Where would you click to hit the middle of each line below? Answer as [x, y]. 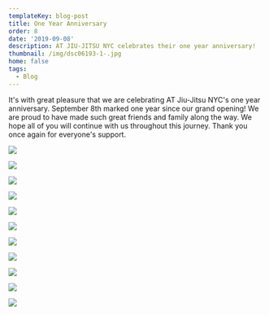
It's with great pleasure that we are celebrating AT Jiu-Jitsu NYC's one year [134, 99]
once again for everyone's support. [67, 134]
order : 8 [23, 31]
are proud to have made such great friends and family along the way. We [130, 117]
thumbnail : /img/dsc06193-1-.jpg [65, 54]
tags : [17, 69]
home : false [28, 62]
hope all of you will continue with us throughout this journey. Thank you [128, 125]
